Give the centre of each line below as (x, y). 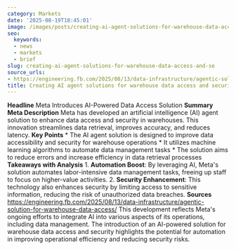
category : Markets (34, 14)
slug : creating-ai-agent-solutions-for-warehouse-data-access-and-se (111, 66)
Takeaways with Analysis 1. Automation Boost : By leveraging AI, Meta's (113, 165)
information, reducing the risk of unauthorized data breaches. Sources (110, 195)
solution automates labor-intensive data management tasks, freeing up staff (117, 172)
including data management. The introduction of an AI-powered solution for (117, 224)
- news (23, 46)
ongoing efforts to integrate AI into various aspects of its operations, (106, 217)
